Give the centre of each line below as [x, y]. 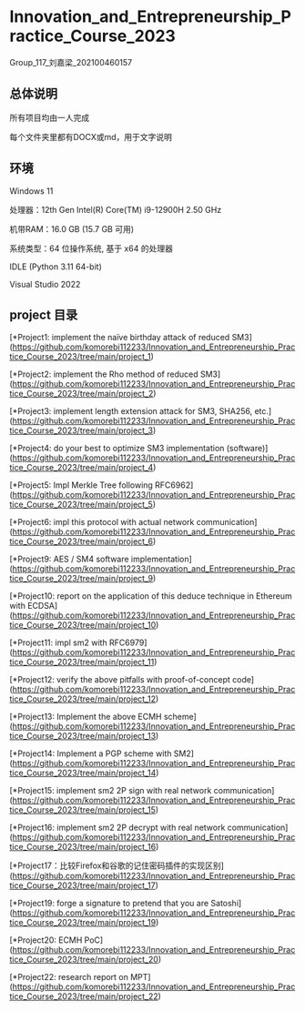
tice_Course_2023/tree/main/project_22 [84, 996]
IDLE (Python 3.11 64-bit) [56, 267]
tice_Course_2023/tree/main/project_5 [81, 505]
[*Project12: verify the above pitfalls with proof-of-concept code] [132, 680]
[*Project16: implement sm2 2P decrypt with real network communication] [149, 828]
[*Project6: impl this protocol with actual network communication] [133, 522]
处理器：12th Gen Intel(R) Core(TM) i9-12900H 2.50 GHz [116, 209]
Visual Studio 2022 [45, 284]
